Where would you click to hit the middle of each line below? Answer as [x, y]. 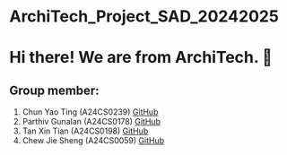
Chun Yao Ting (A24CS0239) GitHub [90, 112]
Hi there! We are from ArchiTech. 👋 [141, 58]
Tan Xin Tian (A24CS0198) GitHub [85, 131]
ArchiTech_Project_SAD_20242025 [144, 17]
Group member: [55, 90]
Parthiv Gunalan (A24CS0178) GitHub [91, 122]
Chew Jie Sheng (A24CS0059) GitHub [93, 141]
